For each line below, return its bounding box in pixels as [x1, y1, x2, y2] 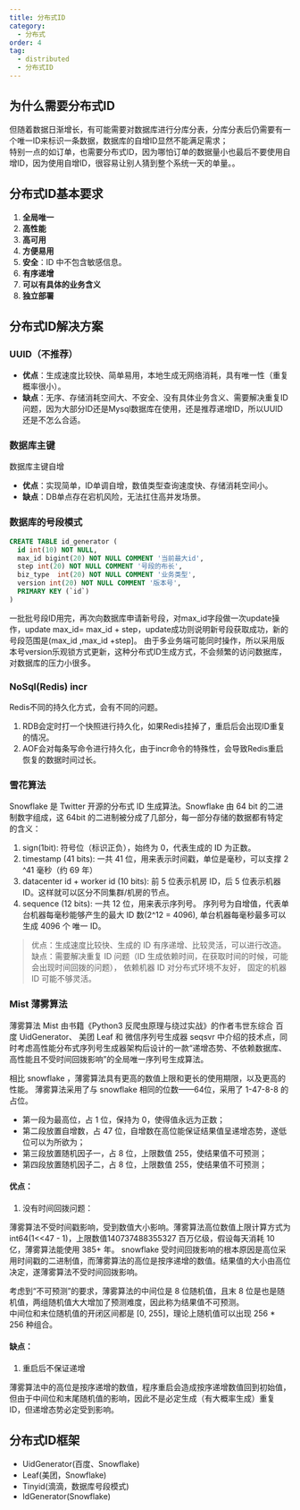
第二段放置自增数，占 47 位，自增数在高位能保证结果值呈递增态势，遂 [21, 1125, 279, 1136]
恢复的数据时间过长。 [21, 754, 101, 766]
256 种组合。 [9, 1318, 58, 1330]
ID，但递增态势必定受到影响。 [9, 1404, 119, 1415]
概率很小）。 [21, 382, 66, 392]
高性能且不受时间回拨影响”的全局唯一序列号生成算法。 [9, 1053, 209, 1064]
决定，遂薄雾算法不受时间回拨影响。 [9, 1266, 143, 1277]
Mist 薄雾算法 [9, 998, 69, 1010]
